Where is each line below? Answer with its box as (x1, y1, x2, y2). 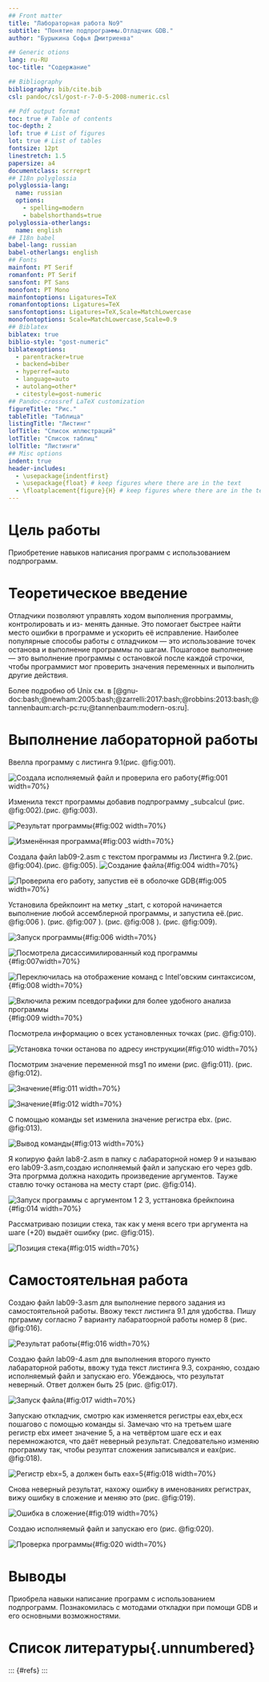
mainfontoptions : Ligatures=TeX (8, 293, 116, 301)
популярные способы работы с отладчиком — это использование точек (8, 636, 256, 645)
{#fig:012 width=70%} (49, 1098, 122, 1109)
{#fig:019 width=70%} (85, 1508, 159, 1518)
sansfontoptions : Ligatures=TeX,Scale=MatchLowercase (8, 308, 192, 316)
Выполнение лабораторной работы (8, 731, 259, 749)
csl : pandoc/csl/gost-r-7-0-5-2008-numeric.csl (8, 93, 171, 101)
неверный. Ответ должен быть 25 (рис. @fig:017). (8, 1379, 179, 1389)
